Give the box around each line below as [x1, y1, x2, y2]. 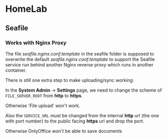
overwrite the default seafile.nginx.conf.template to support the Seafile [5, 56, 155, 62]
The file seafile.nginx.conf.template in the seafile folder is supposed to [5, 50, 155, 57]
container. [5, 67, 27, 73]
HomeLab [5, 3, 48, 15]
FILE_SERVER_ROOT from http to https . [5, 92, 83, 98]
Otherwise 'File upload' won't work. [5, 102, 80, 109]
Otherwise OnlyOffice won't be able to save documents [5, 128, 122, 134]
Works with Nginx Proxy [5, 39, 67, 46]
